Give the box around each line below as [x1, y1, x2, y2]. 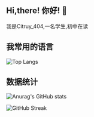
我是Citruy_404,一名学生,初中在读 [6, 23, 89, 30]
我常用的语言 [6, 42, 54, 52]
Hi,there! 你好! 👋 [6, 5, 68, 16]
